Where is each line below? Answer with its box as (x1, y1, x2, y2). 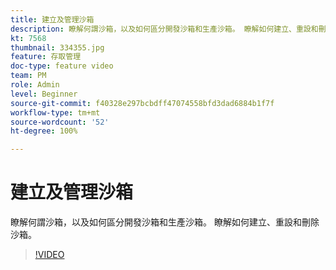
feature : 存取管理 (10, 52, 82, 62)
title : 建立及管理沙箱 (10, 14, 95, 25)
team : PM (10, 71, 47, 81)
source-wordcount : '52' (10, 117, 110, 127)
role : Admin (10, 80, 60, 90)
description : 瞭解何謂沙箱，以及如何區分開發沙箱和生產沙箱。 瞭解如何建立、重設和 (10, 24, 319, 34)
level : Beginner (10, 89, 78, 99)
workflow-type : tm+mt (10, 107, 101, 118)
